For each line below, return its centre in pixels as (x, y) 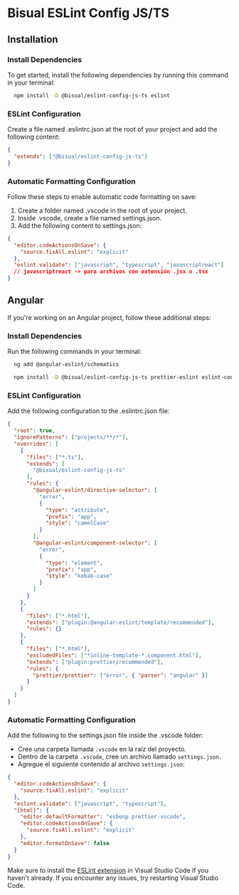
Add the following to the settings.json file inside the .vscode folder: (106, 735)
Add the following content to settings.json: (80, 225)
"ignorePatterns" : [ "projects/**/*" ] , (71, 437)
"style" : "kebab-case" (79, 576)
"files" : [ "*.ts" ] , (55, 457)
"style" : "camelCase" (78, 523)
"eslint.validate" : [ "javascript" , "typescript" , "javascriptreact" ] (119, 265)
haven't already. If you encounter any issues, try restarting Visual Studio (113, 878)
